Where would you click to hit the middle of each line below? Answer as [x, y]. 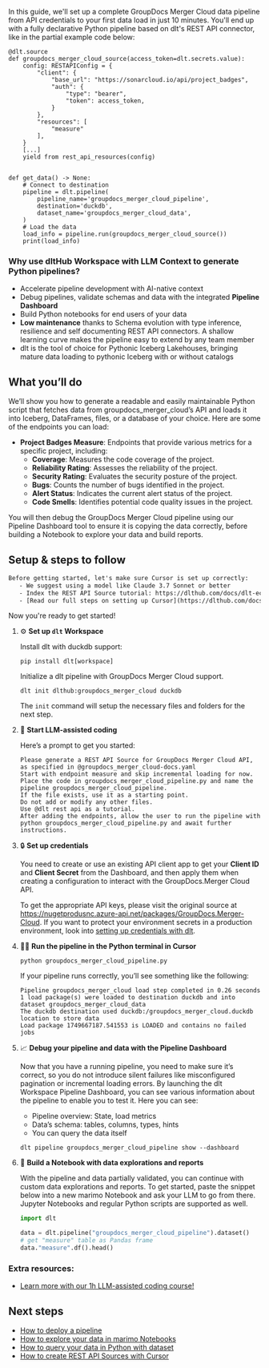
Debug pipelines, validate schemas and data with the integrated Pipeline [140, 297]
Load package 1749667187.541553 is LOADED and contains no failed [133, 1026]
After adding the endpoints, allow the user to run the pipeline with [140, 817]
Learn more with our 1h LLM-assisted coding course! [107, 1286]
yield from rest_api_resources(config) [89, 157]
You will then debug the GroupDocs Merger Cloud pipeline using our [121, 518]
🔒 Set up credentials [54, 845]
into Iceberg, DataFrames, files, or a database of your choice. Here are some [134, 418]
